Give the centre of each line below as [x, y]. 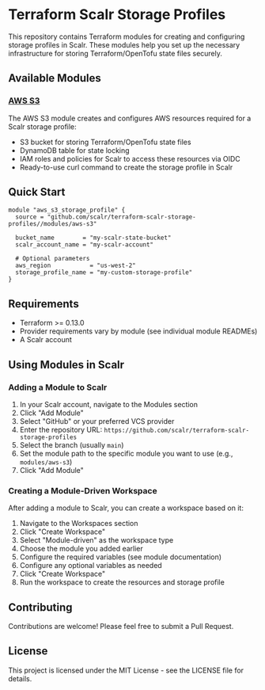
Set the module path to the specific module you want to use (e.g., [126, 453]
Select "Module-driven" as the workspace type [97, 540]
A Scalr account [46, 340]
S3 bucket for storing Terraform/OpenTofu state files [105, 142]
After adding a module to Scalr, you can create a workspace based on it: [126, 508]
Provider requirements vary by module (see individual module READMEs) [138, 331]
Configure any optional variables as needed [91, 566]
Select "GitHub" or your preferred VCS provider [97, 421]
